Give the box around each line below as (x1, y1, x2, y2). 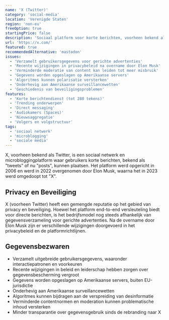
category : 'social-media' (5, 12, 59, 17)
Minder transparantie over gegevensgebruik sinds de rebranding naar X (12, 309, 161, 315)
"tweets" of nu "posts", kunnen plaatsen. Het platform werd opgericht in (5, 163, 154, 169)
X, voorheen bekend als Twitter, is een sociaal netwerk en (5, 152, 125, 158)
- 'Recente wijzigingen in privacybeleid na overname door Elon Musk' (10, 63, 161, 68)
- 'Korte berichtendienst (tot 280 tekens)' (10, 96, 105, 101)
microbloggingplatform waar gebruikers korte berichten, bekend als (5, 157, 145, 163)
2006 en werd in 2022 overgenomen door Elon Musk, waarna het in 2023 (5, 168, 157, 174)
